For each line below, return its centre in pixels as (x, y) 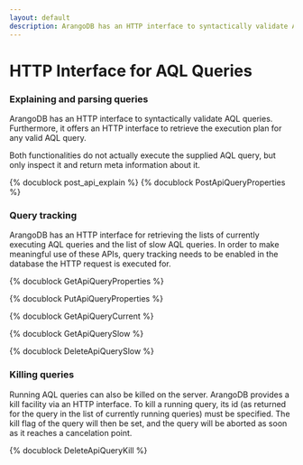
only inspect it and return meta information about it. (105, 164)
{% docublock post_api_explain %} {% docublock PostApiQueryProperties (147, 182)
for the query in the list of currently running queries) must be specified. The (150, 414)
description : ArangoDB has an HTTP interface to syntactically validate (149, 26)
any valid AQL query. (48, 137)
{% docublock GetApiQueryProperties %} (87, 282)
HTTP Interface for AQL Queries (131, 71)
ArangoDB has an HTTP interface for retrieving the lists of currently (134, 235)
